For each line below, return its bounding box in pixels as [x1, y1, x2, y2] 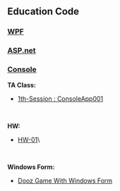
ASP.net [7, 46, 37, 56]
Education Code [7, 6, 80, 18]
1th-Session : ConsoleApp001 [17, 94, 104, 103]
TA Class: [7, 80, 37, 89]
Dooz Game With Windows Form [17, 176, 113, 185]
